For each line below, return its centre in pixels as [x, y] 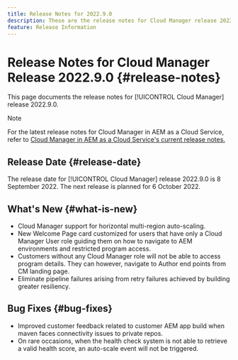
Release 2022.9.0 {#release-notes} [114, 77]
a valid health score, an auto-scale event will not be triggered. [108, 348]
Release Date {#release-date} [74, 162]
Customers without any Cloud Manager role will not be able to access [119, 256]
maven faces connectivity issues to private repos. [90, 333]
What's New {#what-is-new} [73, 209]
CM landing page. [44, 271]
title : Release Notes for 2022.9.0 [60, 14]
